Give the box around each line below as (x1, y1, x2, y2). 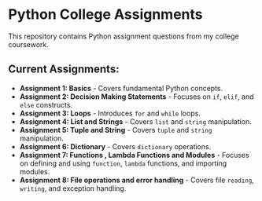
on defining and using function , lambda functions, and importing (19, 159, 227, 168)
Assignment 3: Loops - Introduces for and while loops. (19, 108, 201, 118)
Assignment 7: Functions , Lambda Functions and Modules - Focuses (19, 150, 249, 159)
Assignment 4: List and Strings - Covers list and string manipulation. (19, 116, 252, 126)
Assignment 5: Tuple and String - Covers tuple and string (19, 125, 212, 134)
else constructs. (19, 100, 73, 109)
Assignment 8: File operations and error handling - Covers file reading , (19, 175, 254, 185)
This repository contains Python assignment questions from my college (8, 31, 239, 41)
